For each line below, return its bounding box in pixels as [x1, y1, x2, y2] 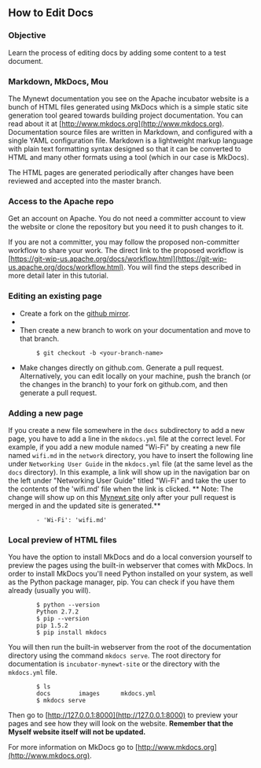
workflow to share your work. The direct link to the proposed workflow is [8, 246, 244, 255]
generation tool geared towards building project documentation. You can [8, 110, 244, 120]
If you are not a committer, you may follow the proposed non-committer [8, 237, 240, 247]
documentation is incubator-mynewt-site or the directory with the [8, 659, 220, 669]
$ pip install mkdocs [36, 628, 108, 637]
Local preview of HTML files [8, 534, 117, 545]
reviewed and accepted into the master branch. [8, 176, 162, 185]
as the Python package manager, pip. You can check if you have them [8, 577, 235, 587]
